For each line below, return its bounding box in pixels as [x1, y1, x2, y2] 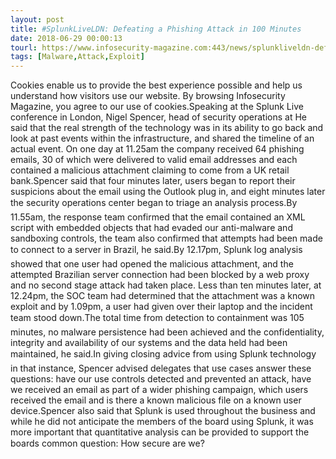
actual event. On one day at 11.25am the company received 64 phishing [10, 143, 305, 155]
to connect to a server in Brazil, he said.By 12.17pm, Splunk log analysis [10, 244, 303, 256]
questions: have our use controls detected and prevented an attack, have [10, 373, 312, 385]
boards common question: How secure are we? [10, 437, 205, 450]
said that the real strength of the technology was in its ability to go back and [10, 122, 324, 134]
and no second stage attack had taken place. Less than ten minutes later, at [10, 279, 322, 291]
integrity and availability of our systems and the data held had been [10, 337, 288, 349]
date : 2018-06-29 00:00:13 [10, 33, 123, 43]
